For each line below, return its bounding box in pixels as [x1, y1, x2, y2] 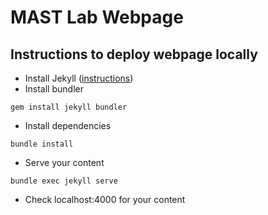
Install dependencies [24, 120, 112, 131]
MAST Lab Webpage [10, 6, 184, 29]
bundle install [10, 139, 74, 149]
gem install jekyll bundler [10, 102, 128, 112]
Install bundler [24, 83, 84, 95]
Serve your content [24, 157, 105, 168]
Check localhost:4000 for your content [24, 194, 186, 205]
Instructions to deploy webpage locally [10, 46, 258, 63]
